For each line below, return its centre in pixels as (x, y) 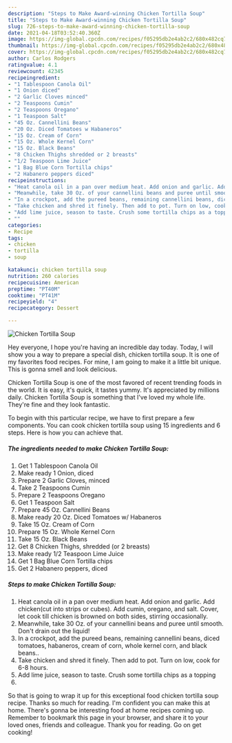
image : (17, 39)
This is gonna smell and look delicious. (63, 369)
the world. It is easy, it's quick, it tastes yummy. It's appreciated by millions (114, 390)
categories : (25, 225)
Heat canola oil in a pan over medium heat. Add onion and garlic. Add (116, 602)
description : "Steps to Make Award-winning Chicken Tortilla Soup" (107, 13)
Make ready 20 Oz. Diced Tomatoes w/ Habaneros (89, 517)
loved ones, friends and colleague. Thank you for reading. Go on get (105, 724)
